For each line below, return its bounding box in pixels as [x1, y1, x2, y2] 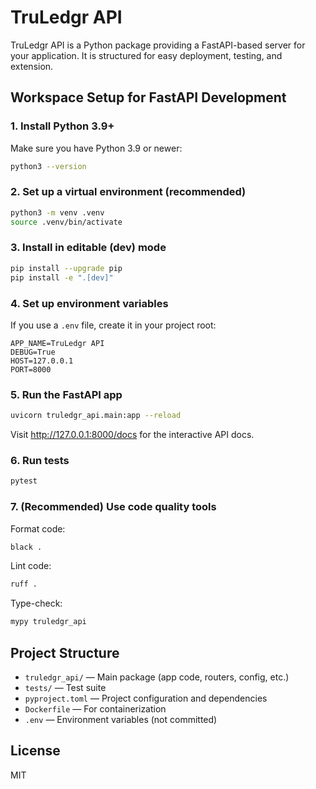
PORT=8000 [10, 364, 52, 375]
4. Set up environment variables [10, 296, 169, 310]
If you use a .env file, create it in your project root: [10, 319, 217, 331]
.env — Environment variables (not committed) [24, 713, 218, 725]
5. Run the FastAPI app [10, 387, 123, 401]
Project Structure [10, 644, 120, 661]
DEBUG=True [10, 347, 56, 357]
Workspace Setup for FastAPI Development [10, 89, 287, 106]
